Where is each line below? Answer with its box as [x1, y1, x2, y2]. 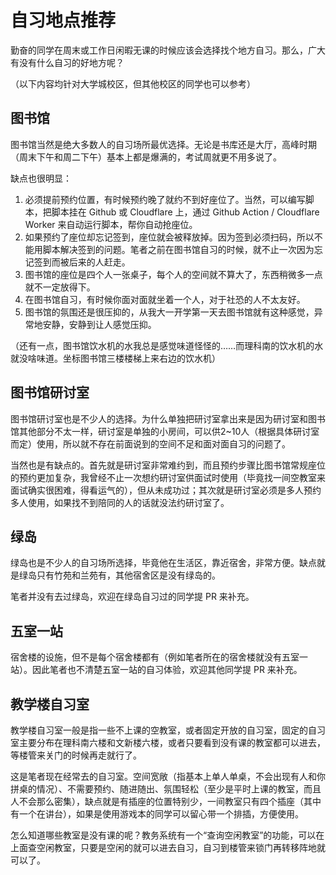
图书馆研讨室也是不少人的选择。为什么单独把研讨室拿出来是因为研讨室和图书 [10, 412, 326, 425]
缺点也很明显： [10, 172, 72, 184]
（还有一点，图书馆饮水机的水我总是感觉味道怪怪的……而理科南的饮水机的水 [10, 339, 324, 351]
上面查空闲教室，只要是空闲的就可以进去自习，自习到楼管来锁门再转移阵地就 [10, 842, 326, 853]
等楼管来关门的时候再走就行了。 [10, 749, 142, 761]
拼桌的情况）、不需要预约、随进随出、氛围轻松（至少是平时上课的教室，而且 [10, 783, 322, 795]
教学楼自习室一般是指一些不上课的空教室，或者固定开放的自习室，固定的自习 [10, 724, 326, 736]
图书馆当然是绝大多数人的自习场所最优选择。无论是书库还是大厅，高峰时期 [10, 138, 317, 150]
